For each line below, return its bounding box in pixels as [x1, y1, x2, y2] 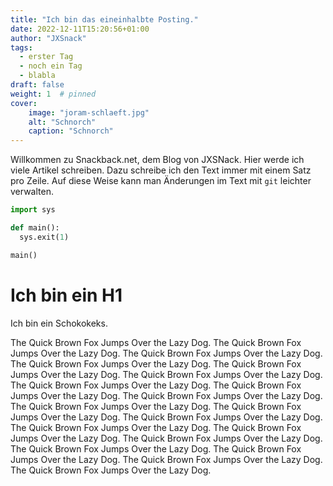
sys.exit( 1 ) [19, 232, 70, 242]
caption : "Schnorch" [28, 126, 114, 136]
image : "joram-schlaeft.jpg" [28, 107, 150, 118]
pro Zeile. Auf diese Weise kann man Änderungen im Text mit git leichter [10, 175, 312, 187]
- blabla [19, 71, 56, 81]
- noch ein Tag [19, 61, 83, 71]
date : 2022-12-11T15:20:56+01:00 [10, 24, 150, 34]
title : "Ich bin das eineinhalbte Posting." [10, 14, 199, 25]
